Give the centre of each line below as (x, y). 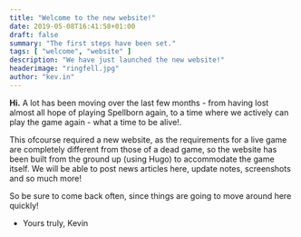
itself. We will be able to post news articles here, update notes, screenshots (150, 168)
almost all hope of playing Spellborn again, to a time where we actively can (149, 112)
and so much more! (46, 178)
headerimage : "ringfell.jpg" (64, 69)
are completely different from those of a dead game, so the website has (143, 149)
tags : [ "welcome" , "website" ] (70, 52)
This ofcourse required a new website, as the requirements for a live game (148, 139)
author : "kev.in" (42, 77)
